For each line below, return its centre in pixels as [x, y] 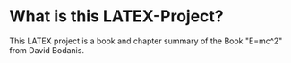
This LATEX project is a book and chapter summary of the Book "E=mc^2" [146, 41]
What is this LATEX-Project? [116, 16]
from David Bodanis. [47, 50]
